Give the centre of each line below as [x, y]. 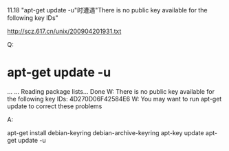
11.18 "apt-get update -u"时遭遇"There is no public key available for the [107, 10]
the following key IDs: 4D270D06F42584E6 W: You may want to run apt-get [115, 99]
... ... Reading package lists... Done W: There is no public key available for [111, 91]
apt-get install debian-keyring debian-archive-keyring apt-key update [106, 132]
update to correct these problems [55, 106]
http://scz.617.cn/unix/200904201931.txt [64, 31]
